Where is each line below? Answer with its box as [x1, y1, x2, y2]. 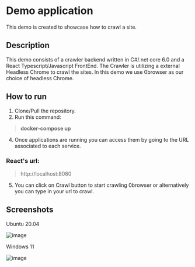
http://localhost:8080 [20, 170, 72, 177]
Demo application [6, 4, 93, 18]
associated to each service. [14, 142, 81, 149]
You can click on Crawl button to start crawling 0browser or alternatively [14, 182, 189, 189]
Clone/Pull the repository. [14, 107, 76, 114]
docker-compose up [20, 125, 71, 132]
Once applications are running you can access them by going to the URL [14, 136, 189, 143]
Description [6, 40, 50, 50]
